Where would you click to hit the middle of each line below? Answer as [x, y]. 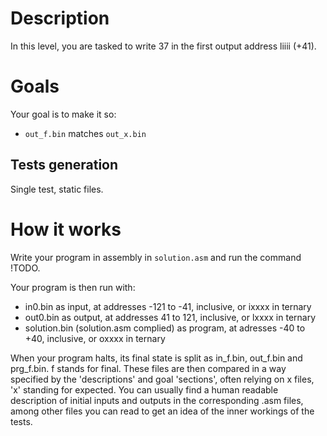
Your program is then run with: [73, 287]
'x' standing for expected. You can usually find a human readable [144, 389]
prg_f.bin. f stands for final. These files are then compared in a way [148, 368]
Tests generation [64, 165]
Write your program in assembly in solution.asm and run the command [156, 257]
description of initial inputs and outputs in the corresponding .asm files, [157, 400]
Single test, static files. [57, 189]
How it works [66, 229]
